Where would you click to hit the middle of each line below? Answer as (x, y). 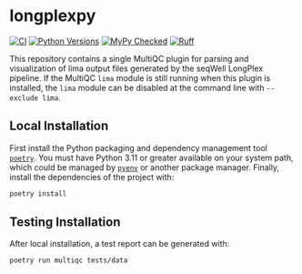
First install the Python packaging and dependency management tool (139, 147)
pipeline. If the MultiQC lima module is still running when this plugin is (140, 77)
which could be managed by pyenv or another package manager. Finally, (145, 167)
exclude (24, 98)
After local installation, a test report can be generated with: (120, 244)
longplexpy (53, 16)
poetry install (38, 193)
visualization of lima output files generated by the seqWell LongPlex (136, 68)
